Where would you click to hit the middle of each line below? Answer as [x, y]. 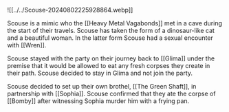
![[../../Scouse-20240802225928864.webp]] [70, 10]
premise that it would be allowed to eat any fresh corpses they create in [109, 66]
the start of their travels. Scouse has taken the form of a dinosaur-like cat [111, 31]
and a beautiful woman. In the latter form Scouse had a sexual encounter [110, 38]
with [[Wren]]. [27, 45]
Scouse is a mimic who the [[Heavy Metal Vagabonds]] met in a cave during [115, 23]
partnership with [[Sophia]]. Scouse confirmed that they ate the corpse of [111, 93]
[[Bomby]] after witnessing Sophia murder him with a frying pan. [98, 101]
